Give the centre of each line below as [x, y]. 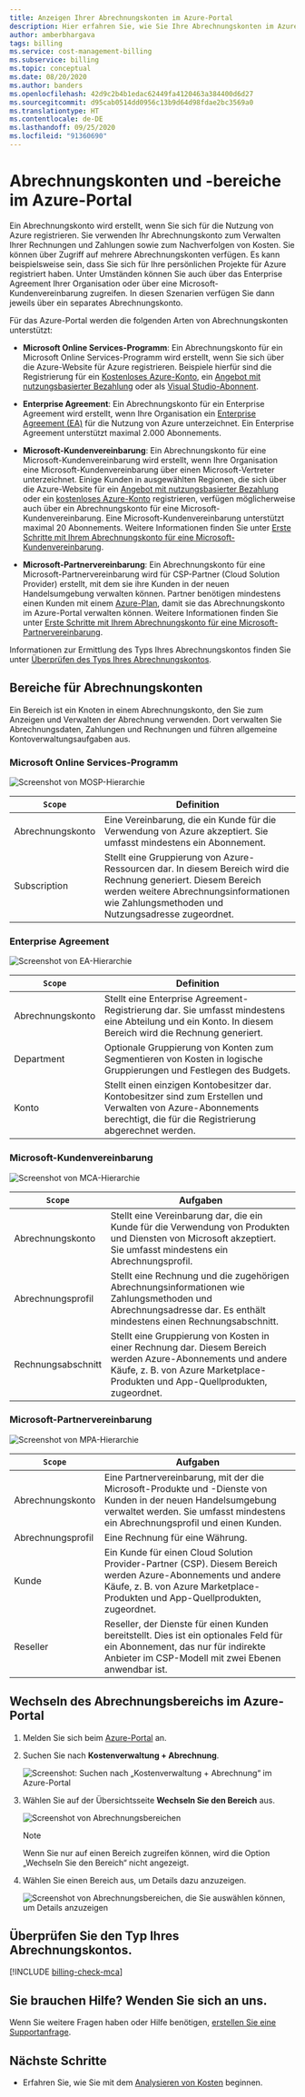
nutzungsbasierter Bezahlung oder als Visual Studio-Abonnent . [140, 386]
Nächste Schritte [58, 2060]
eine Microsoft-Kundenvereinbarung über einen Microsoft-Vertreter [148, 470]
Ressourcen [130, 869]
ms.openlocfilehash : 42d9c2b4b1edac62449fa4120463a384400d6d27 [132, 94]
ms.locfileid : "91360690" [58, 136]
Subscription [41, 885]
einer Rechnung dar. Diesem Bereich [188, 1347]
